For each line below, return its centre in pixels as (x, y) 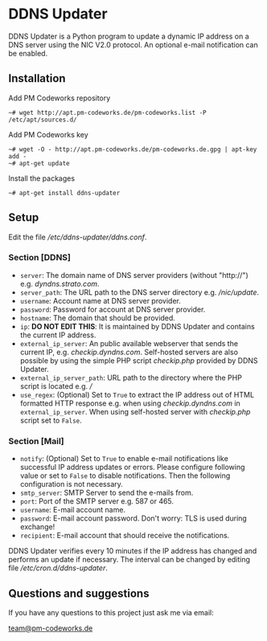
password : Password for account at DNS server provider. (113, 309)
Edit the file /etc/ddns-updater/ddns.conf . (78, 237)
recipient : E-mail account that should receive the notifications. (125, 536)
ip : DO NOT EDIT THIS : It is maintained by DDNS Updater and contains (137, 326)
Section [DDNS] (39, 258)
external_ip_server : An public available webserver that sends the (129, 343)
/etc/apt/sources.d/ (43, 120)
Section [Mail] (36, 441)
